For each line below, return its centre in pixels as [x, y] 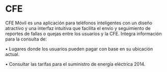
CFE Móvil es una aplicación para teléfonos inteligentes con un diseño [79, 23]
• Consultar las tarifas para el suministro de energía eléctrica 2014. [75, 64]
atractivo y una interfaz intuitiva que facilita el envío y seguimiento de [78, 28]
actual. [12, 54]
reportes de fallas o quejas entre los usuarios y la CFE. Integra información [83, 33]
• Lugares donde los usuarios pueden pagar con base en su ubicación [79, 49]
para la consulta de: [26, 39]
